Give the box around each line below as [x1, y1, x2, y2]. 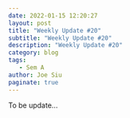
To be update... [8, 100, 58, 110]
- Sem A [18, 64, 45, 72]
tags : [8, 57, 26, 65]
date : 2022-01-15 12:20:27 [8, 11, 98, 20]
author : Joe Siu [8, 71, 62, 79]
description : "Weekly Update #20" [8, 41, 124, 49]
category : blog [8, 49, 59, 57]
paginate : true [8, 78, 59, 86]
